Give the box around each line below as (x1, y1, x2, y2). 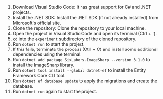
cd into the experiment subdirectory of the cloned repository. (12, 36, 137, 42)
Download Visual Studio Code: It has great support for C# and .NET (12, 4, 151, 10)
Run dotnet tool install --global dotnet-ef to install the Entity (12, 67, 146, 73)
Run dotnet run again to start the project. (12, 89, 97, 94)
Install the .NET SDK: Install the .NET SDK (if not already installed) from (12, 15, 159, 20)
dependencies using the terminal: (12, 51, 81, 57)
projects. (12, 9, 31, 15)
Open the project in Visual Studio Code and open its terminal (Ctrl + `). (12, 31, 157, 36)
